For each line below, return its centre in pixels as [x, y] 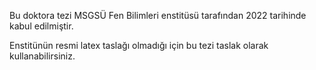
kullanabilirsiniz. [42, 56]
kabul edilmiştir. [41, 26]
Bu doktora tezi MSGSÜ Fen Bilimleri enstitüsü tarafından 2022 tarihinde [158, 15]
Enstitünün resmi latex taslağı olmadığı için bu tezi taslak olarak [139, 45]
